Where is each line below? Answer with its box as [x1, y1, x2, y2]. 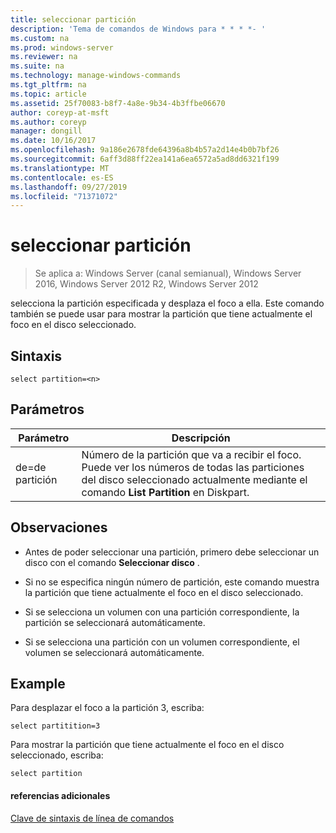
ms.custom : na [10, 33, 70, 43]
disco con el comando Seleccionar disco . [24, 556, 200, 568]
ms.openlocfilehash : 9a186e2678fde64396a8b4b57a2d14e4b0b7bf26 [10, 145, 280, 155]
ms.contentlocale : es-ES [10, 172, 114, 183]
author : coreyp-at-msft [10, 107, 110, 118]
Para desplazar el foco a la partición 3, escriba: [10, 702, 205, 714]
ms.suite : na [10, 61, 65, 71]
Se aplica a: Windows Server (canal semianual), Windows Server [34, 267, 302, 280]
